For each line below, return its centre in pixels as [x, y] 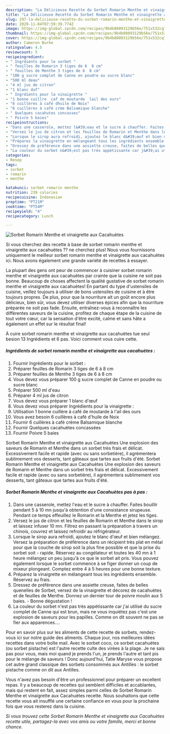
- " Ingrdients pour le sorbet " [41, 62]
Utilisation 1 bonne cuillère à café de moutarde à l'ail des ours [77, 412]
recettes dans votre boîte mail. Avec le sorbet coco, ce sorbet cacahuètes [82, 643]
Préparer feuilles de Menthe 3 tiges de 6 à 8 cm [63, 374]
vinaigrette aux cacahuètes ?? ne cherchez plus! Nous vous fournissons [80, 250]
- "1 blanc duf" [23, 90]
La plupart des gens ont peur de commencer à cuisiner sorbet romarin [79, 270]
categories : [18, 155]
